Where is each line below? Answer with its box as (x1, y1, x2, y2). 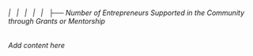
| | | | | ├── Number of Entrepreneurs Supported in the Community (8, 8, 245, 17)
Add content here (8, 41, 66, 50)
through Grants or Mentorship (8, 16, 105, 25)
